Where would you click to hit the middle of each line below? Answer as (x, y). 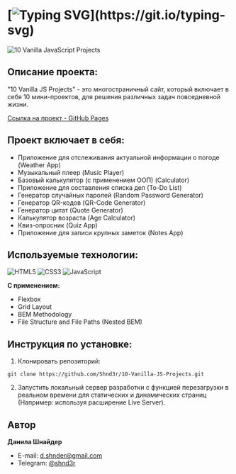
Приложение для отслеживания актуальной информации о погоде (118, 157)
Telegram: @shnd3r (46, 463)
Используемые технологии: (73, 255)
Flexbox (29, 299)
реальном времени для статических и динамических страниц (112, 395)
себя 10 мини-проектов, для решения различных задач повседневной (114, 96)
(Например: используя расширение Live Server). (91, 402)
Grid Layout (34, 307)
